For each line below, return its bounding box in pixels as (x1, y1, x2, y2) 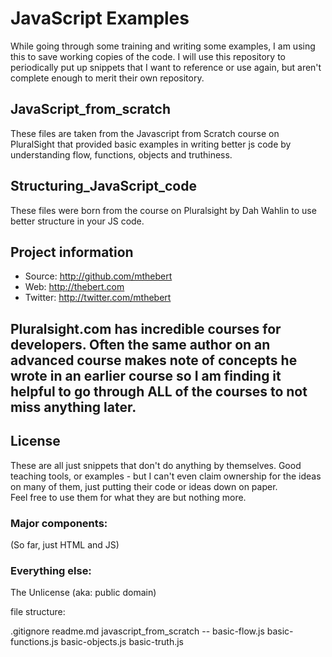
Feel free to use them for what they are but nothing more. (10, 491, 247, 503)
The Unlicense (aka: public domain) (10, 587, 157, 599)
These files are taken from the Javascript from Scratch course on (10, 127, 280, 139)
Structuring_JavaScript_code (10, 178, 197, 195)
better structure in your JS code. (10, 215, 145, 227)
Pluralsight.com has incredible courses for (10, 320, 282, 337)
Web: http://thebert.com (24, 281, 125, 293)
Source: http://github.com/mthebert (24, 270, 173, 282)
